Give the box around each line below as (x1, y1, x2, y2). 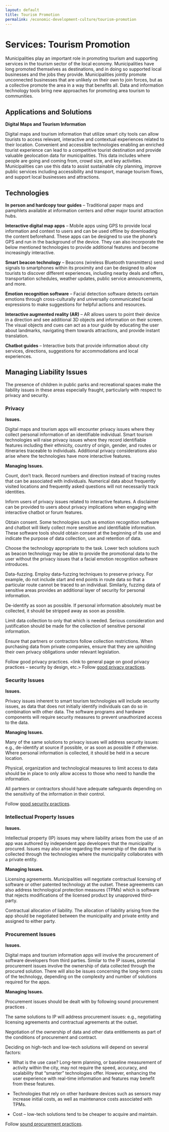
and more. (5, 280, 27, 287)
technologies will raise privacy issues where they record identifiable (5, 437, 146, 443)
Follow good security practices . (5, 801, 71, 807)
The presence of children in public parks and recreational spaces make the (5, 381, 161, 387)
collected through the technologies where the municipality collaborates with (5, 851, 163, 857)
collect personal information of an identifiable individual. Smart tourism (5, 431, 153, 438)
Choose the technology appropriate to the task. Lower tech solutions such (5, 545, 159, 551)
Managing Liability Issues (5, 368, 87, 377)
